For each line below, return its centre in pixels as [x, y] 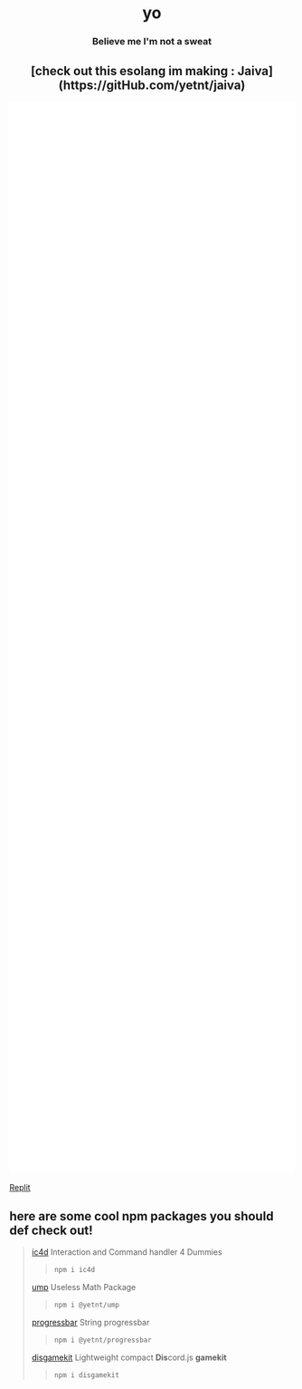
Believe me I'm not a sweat [152, 42]
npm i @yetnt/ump [87, 1305]
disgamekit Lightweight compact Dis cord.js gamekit [129, 1357]
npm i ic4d [75, 1270]
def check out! [51, 1230]
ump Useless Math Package [84, 1287]
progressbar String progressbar [90, 1322]
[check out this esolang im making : [132, 71]
